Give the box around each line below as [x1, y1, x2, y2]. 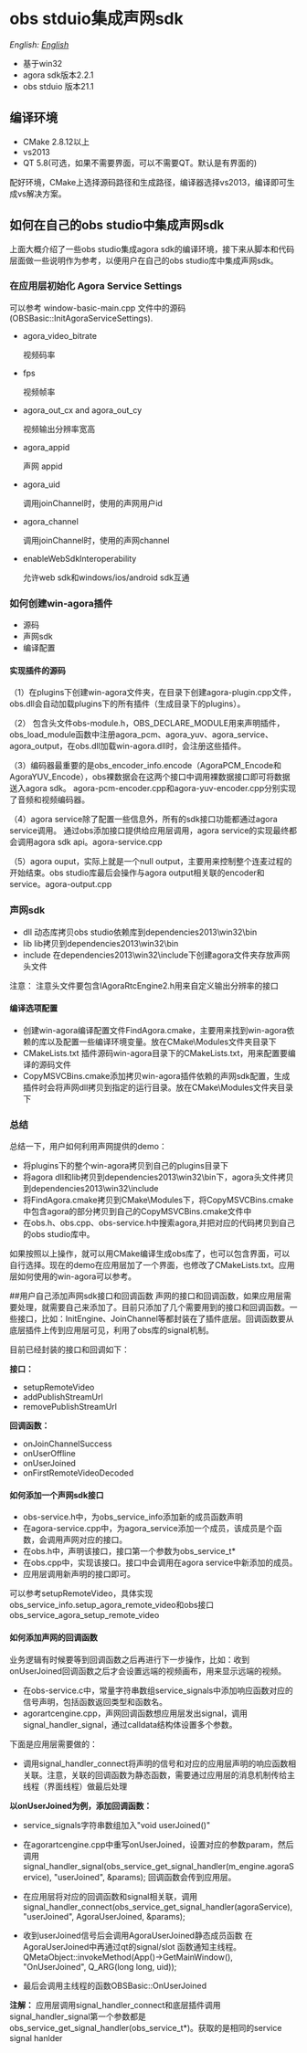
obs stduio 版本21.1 [22, 80, 94, 91]
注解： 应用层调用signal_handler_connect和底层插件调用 [9, 1999, 221, 2010]
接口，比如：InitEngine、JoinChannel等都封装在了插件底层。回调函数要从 [16, 1313, 294, 1325]
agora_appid [22, 441, 70, 452]
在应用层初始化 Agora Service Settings [9, 280, 183, 292]
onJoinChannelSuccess [22, 1438, 112, 1449]
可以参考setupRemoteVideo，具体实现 [9, 1588, 153, 1599]
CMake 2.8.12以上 [22, 136, 90, 147]
